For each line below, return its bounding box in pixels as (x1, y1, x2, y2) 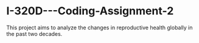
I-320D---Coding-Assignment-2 (6, 4, 174, 18)
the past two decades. (6, 30, 63, 37)
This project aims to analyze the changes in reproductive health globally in (6, 24, 193, 31)
